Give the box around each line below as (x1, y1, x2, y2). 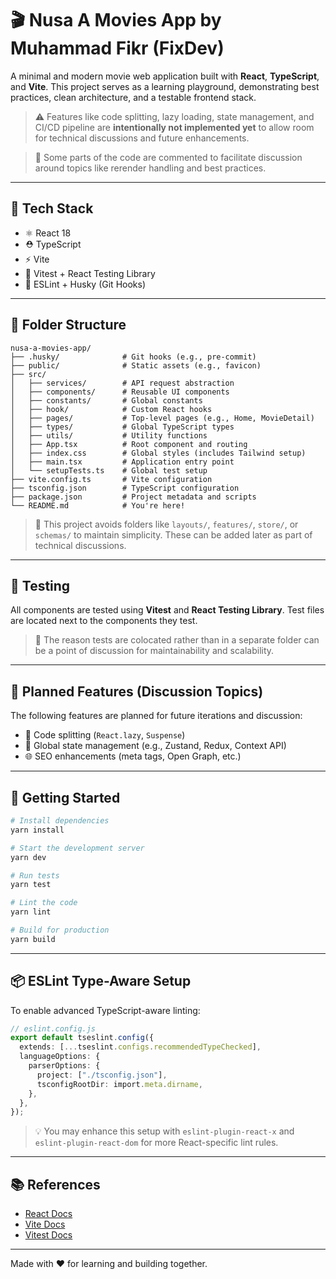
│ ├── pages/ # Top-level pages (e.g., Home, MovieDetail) (10, 413, 315, 423)
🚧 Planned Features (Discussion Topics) (10, 683, 264, 700)
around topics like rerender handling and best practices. (34, 162, 267, 174)
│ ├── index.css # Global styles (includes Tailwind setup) (10, 448, 307, 458)
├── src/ (10, 369, 47, 379)
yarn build (10, 934, 56, 944)
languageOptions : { (19, 1052, 101, 1062)
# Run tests (10, 870, 60, 881)
